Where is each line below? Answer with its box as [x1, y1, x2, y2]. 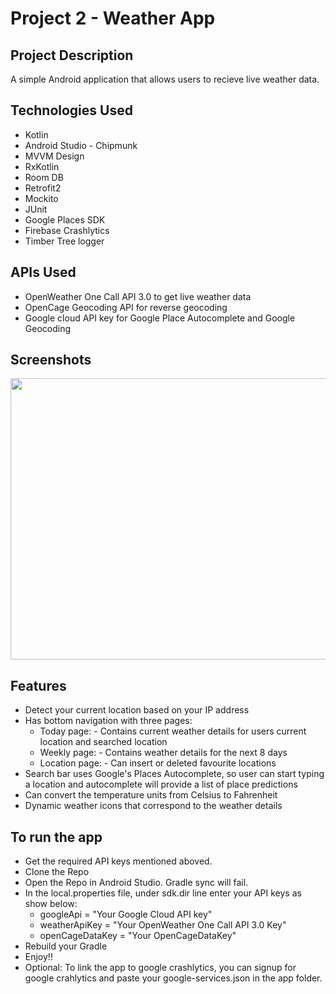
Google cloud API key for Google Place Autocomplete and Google [24, 312, 296, 324]
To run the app [10, 828, 103, 846]
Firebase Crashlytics [24, 224, 110, 236]
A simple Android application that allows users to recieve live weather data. [10, 73, 320, 85]
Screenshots [10, 352, 92, 369]
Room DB [24, 171, 64, 183]
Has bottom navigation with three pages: [24, 715, 193, 727]
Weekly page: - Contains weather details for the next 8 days [39, 747, 288, 759]
